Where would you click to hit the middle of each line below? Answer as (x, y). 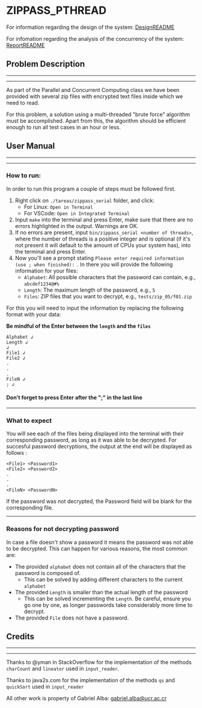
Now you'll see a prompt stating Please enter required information (99, 258)
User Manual (31, 146)
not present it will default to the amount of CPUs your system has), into (103, 245)
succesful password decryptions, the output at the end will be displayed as (99, 446)
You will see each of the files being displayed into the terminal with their (95, 434)
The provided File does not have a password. (72, 618)
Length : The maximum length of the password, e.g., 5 (89, 290)
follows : (17, 453)
